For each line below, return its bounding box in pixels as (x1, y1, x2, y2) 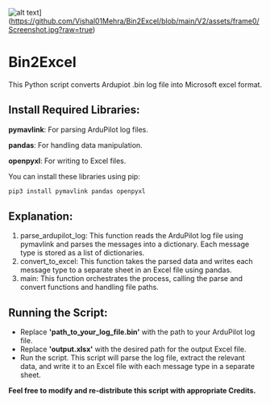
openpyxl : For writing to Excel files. (8, 156, 127, 166)
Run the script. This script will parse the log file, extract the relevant (19, 353, 246, 363)
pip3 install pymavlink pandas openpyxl (8, 187, 147, 195)
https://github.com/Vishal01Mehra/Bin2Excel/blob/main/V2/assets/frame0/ (10, 16, 260, 26)
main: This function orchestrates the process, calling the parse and (19, 274, 243, 283)
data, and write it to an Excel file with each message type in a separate (19, 362, 255, 372)
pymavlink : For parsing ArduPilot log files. (8, 124, 149, 134)
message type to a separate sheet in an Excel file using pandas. (19, 265, 232, 275)
